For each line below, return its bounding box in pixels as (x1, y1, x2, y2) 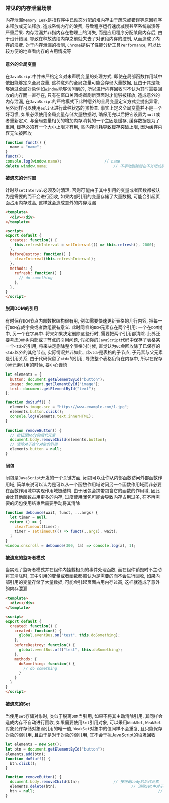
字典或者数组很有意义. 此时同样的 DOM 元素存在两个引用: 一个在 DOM (25, 324, 158, 330)
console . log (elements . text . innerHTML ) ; (10, 414, 94, 419)
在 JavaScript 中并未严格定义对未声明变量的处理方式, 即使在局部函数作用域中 (5, 73, 162, 79)
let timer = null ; (10, 515, 49, 520)
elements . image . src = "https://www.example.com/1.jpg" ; (10, 405, 129, 410)
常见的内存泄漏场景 (5, 4, 52, 11)
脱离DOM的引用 (5, 305, 38, 311)
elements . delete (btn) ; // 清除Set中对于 (10, 784, 164, 789)
